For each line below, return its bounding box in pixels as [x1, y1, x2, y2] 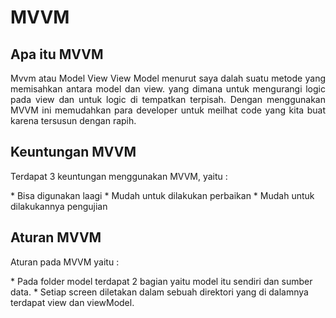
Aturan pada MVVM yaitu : [10, 256, 120, 268]
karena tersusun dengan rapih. [10, 115, 137, 126]
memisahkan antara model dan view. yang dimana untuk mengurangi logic [10, 83, 326, 95]
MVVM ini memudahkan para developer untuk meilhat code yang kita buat [10, 104, 326, 116]
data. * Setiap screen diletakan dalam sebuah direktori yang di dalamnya [10, 286, 309, 298]
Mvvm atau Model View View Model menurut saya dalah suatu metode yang [10, 72, 326, 84]
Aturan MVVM [10, 229, 102, 246]
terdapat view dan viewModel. [10, 296, 135, 308]
